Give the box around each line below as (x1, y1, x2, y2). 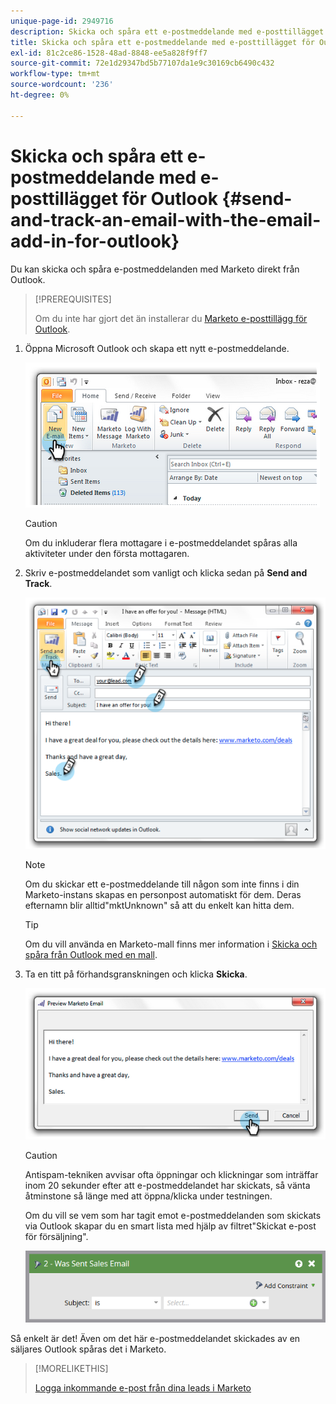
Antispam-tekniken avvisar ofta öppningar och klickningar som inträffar (24, 1169, 319, 1181)
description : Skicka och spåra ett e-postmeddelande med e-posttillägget (10, 26, 325, 37)
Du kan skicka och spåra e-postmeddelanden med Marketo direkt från (10, 263, 300, 275)
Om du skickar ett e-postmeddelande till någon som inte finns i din (24, 878, 300, 890)
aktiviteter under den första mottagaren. (24, 547, 190, 559)
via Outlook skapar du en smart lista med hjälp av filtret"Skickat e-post (24, 1220, 317, 1232)
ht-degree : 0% (10, 90, 70, 100)
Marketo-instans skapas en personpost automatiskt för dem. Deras (24, 889, 302, 901)
